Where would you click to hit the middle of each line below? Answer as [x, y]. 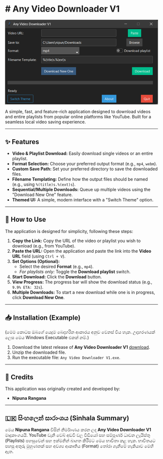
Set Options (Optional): [36, 261]
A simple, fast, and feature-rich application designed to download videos [78, 112]
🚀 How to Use [25, 220]
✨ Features [22, 142]
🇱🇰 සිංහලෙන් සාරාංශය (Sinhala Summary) [67, 418]
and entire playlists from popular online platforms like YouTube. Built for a [78, 117]
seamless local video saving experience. [46, 122]
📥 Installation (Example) [43, 318]
